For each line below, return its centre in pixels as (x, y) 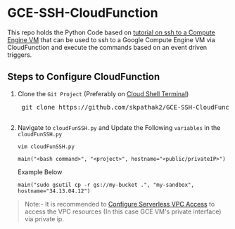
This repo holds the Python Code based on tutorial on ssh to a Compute (112, 32)
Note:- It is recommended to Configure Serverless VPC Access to (120, 204)
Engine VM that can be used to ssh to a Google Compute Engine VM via (112, 39)
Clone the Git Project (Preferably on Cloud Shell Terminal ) (103, 93)
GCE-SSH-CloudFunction (83, 13)
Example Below (40, 172)
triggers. (20, 55)
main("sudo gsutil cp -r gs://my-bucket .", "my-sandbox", (106, 185)
